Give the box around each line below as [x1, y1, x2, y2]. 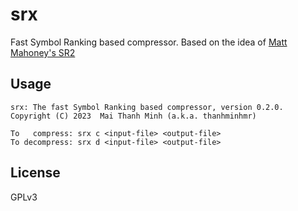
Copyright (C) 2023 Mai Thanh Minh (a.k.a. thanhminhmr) [10, 111, 257, 121]
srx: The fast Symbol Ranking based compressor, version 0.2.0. [10, 102, 284, 112]
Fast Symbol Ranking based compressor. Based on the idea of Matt [10, 36, 288, 48]
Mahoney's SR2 [10, 46, 76, 58]
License [10, 164, 61, 182]
